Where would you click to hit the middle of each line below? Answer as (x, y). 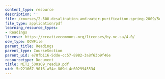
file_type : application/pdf (34, 23)
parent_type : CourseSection (34, 51)
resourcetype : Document (29, 60)
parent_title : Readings (29, 46)
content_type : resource (29, 10)
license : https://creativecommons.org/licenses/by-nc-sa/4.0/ (70, 37)
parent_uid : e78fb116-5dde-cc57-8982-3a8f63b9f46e (58, 55)
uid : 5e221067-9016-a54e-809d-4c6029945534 (50, 69)
